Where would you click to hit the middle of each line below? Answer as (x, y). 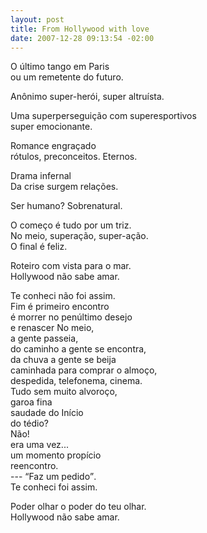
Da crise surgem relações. (64, 187)
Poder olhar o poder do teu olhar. (78, 507)
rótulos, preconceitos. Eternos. (74, 157)
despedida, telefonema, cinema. (76, 381)
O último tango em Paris (60, 67)
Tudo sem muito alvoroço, (64, 392)
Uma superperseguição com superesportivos (103, 116)
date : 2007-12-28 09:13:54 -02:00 (82, 38)
